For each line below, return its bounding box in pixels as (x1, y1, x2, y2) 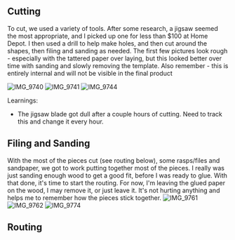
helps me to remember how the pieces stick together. (7, 193, 162, 202)
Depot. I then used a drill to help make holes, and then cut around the (7, 39, 208, 48)
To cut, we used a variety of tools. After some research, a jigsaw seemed (7, 24, 219, 32)
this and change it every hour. (17, 117, 104, 126)
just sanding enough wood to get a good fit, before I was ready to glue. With (7, 171, 228, 180)
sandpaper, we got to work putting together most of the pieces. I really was (7, 164, 225, 172)
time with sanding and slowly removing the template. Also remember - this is (7, 61, 229, 69)
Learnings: (7, 96, 39, 105)
